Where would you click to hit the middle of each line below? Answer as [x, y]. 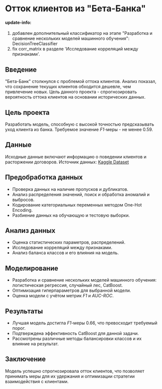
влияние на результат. [35, 344]
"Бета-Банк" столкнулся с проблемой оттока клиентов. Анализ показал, [81, 81]
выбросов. [23, 200]
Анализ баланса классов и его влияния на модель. [65, 253]
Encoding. [22, 210]
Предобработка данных [44, 177]
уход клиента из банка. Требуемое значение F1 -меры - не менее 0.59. [79, 130]
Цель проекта [27, 113]
